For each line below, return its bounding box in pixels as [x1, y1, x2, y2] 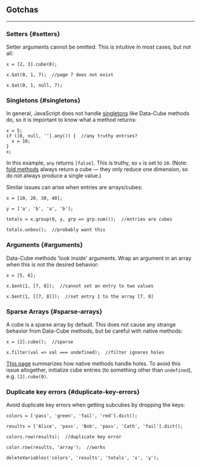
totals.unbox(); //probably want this [6, 227, 106, 233]
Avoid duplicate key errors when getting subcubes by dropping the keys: [6, 402, 185, 409]
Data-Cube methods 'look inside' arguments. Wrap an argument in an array [6, 255, 191, 262]
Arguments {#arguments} [6, 241, 83, 249]
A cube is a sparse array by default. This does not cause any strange [6, 321, 176, 328]
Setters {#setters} [6, 29, 60, 38]
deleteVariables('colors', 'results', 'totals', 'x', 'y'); [6, 455, 160, 461]
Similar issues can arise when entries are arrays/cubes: [6, 184, 143, 191]
